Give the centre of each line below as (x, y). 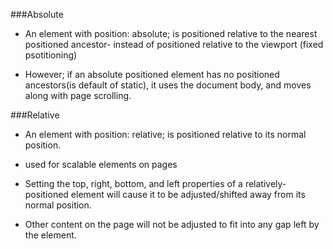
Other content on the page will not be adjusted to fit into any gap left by (172, 224)
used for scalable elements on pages (101, 164)
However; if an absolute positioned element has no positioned (152, 74)
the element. (50, 235)
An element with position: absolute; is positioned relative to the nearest (171, 33)
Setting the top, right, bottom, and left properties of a (133, 183)
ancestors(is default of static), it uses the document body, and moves (168, 85)
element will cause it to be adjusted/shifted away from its (188, 194)
